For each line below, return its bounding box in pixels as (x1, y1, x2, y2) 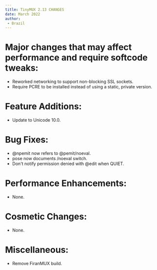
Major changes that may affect (5, 42, 132, 53)
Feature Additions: (5, 101, 82, 112)
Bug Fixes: (5, 134, 49, 145)
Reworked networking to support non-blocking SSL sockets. (12, 79, 134, 84)
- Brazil (7, 21, 25, 26)
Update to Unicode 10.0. (12, 117, 61, 123)
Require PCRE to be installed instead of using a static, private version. (12, 84, 153, 90)
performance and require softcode (5, 52, 148, 63)
